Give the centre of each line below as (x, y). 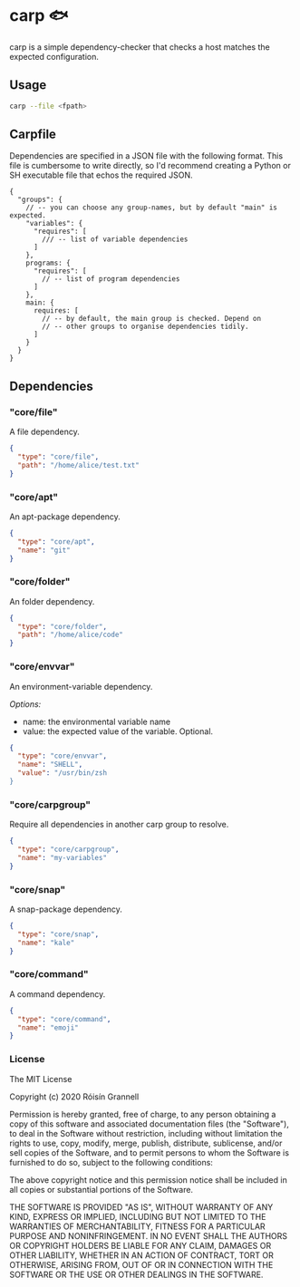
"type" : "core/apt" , (56, 542)
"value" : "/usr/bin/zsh (62, 773)
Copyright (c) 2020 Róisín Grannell (74, 1097)
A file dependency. (44, 432)
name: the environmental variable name (96, 721)
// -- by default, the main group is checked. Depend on (151, 319)
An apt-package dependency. (65, 517)
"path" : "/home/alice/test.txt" (79, 465)
